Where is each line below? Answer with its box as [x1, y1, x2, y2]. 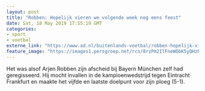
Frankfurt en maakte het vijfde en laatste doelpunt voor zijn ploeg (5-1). [6, 78, 185, 85]
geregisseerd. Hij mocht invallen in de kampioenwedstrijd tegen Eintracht [6, 71, 190, 79]
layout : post [6, 8, 40, 15]
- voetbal [6, 37, 32, 43]
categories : [6, 25, 37, 32]
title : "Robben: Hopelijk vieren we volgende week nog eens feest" [6, 15, 182, 21]
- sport [6, 32, 26, 38]
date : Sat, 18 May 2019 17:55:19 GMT [6, 20, 103, 26]
